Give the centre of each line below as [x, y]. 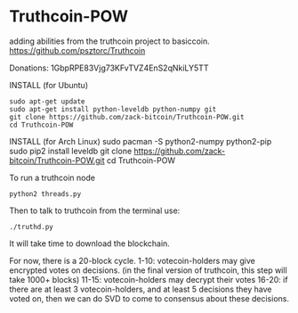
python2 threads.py [45, 194]
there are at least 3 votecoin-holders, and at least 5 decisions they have [141, 289]
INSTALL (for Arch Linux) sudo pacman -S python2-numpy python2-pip [141, 141]
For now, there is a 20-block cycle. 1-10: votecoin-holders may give [132, 260]
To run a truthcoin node [52, 177]
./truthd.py [31, 227]
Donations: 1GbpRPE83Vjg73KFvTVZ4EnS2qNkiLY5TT [109, 68]
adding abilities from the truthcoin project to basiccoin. [110, 41]
